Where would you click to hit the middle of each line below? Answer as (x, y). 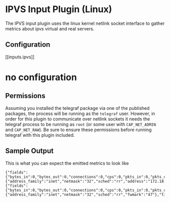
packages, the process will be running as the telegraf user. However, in (80, 113)
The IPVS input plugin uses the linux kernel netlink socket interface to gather (85, 23)
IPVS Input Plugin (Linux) (59, 9)
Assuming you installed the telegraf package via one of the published (78, 108)
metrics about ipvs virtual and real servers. (50, 28)
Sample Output (30, 151)
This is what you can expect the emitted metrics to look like (67, 163)
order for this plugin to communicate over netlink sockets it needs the (78, 119)
